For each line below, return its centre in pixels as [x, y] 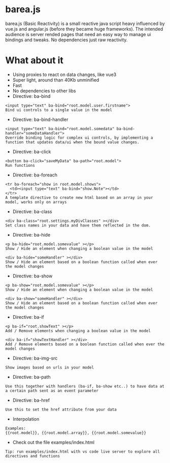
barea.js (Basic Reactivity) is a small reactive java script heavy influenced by [85, 23]
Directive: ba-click [32, 151]
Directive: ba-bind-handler [40, 119]
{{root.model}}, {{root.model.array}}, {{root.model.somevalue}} [76, 433]
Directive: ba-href [31, 400]
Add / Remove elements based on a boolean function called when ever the [85, 344]
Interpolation [26, 419]
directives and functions [32, 456]
